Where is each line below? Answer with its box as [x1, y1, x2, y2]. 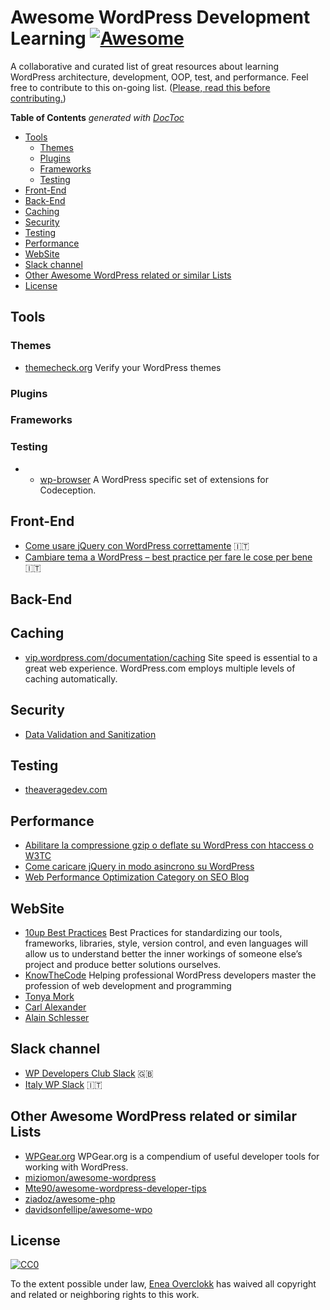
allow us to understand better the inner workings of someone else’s [24, 948, 303, 960]
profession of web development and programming [24, 980, 232, 992]
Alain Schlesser [24, 1012, 90, 1024]
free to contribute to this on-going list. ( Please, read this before [10, 81, 271, 93]
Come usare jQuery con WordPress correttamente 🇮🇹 [24, 539, 250, 551]
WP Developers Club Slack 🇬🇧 [24, 1067, 154, 1079]
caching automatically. [24, 672, 118, 685]
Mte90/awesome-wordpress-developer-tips [24, 1182, 207, 1194]
